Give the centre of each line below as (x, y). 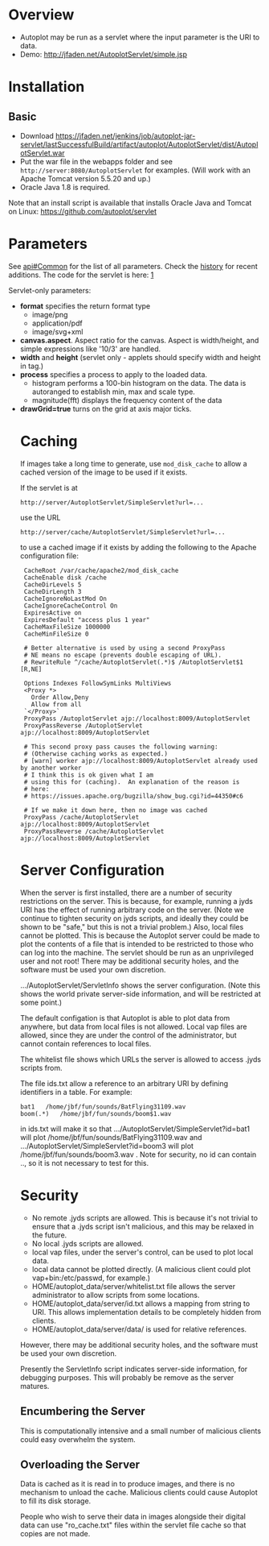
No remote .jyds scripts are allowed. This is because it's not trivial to (145, 1217)
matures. (35, 1386)
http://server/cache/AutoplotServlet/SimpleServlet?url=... (122, 532)
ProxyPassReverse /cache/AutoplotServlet (94, 831)
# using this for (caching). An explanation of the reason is (132, 782)
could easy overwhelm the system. (77, 1439)
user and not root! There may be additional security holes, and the (129, 961)
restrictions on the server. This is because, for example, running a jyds (136, 901)
